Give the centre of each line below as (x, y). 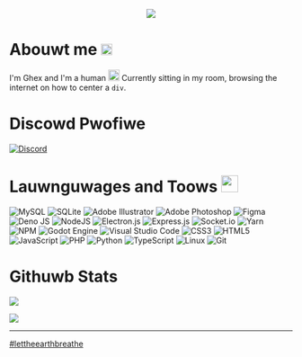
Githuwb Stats (64, 277)
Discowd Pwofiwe (78, 124)
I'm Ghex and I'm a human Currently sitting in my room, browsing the (143, 77)
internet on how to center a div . (68, 87)
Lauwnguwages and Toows (114, 187)
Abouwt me (53, 50)
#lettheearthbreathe (46, 344)
